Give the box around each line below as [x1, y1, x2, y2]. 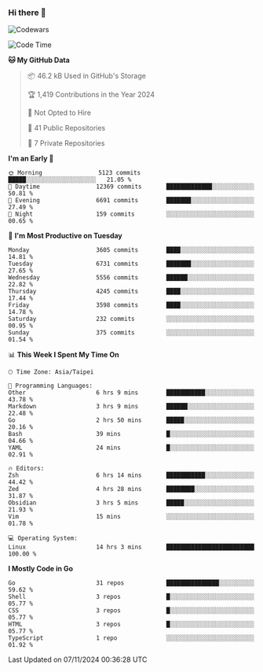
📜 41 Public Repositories [27, 124, 106, 133]
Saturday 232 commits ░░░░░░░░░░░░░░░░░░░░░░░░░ [8, 315, 255, 323]
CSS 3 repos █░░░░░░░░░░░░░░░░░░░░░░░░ [8, 607, 255, 615]
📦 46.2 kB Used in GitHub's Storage [27, 71, 147, 81]
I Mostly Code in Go [8, 564, 73, 574]
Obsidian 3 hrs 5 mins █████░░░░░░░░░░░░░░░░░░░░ [8, 499, 255, 507]
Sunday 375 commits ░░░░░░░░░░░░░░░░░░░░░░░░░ [8, 329, 255, 337]
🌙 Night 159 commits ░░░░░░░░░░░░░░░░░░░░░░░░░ [8, 210, 255, 219]
